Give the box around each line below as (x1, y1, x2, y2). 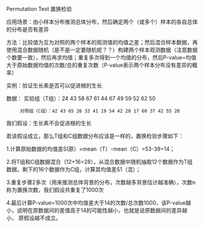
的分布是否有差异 (6, 26, 49, 33)
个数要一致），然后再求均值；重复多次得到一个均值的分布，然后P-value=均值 (6, 54, 197, 61)
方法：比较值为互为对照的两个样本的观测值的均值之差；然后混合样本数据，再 (6, 39, 198, 46)
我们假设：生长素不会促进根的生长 (6, 120, 92, 126)
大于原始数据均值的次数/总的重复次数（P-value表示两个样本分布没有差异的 (6, 61, 192, 69)
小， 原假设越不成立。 (6, 214, 61, 222)
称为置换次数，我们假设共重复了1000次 (6, 186, 104, 193)
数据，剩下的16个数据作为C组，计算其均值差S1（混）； (6, 166, 141, 173)
